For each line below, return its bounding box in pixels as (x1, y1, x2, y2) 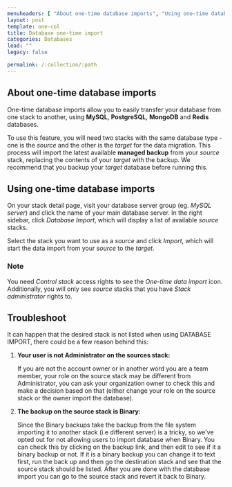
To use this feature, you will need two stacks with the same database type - (7, 133, 222, 142)
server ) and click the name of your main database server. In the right (7, 209, 202, 217)
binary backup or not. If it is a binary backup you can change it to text (17, 450, 215, 459)
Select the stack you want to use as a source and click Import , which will (7, 237, 214, 245)
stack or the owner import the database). (17, 394, 134, 402)
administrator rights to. (7, 292, 72, 300)
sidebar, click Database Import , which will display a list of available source (7, 216, 219, 224)
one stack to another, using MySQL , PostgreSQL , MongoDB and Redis (7, 112, 209, 121)
